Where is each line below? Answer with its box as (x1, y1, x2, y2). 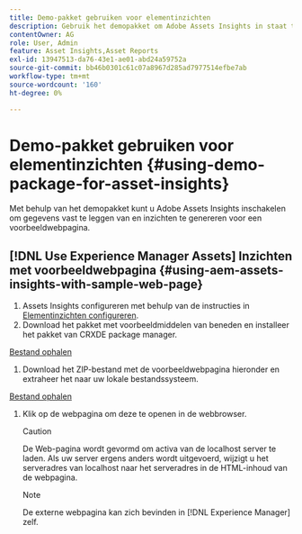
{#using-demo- (147, 154, 265, 175)
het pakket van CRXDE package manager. (22, 330, 178, 340)
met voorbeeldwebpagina (9, 262, 157, 277)
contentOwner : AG (9, 30, 75, 39)
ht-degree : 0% (9, 88, 63, 97)
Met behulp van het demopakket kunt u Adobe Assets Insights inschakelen (9, 204, 286, 214)
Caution (22, 426, 52, 437)
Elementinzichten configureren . (22, 310, 139, 321)
